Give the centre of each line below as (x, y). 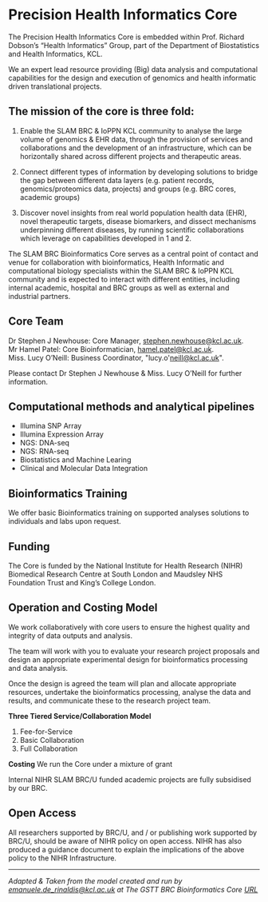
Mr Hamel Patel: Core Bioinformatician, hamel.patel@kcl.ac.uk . (111, 349)
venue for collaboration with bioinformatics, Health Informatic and (116, 262)
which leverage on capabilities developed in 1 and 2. (106, 238)
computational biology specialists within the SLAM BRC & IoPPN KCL (121, 270)
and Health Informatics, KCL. (55, 54)
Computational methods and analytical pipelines (132, 407)
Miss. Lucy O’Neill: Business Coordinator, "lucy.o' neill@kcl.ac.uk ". (116, 357)
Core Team (36, 321)
